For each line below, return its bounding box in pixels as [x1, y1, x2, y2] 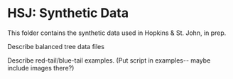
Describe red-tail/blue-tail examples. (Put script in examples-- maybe [7, 56, 211, 65]
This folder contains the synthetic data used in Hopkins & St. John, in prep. [7, 28, 227, 37]
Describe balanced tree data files [7, 42, 105, 51]
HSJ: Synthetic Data [7, 5, 129, 21]
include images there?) [7, 63, 75, 72]
